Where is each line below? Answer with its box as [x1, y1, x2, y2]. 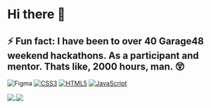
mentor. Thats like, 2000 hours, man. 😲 [7, 60, 185, 72]
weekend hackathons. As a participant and [7, 49, 199, 62]
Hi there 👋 [7, 6, 65, 22]
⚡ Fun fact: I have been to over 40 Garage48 [7, 35, 204, 47]
